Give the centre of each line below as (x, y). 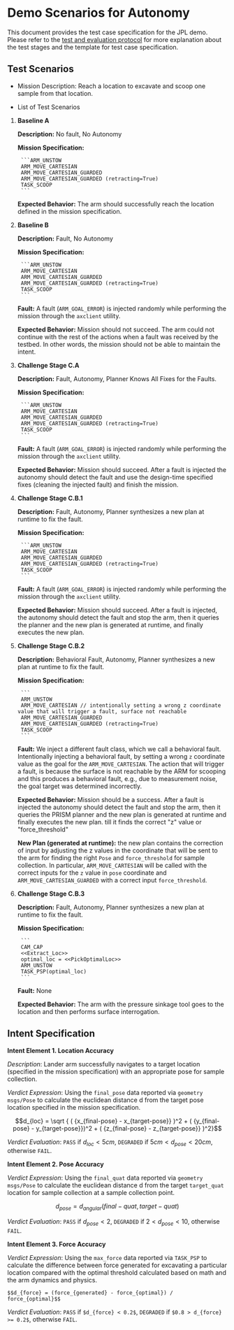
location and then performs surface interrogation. (88, 1011)
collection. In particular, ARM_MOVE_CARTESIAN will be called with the (112, 865)
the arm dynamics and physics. (52, 1280)
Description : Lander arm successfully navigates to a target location (104, 1064)
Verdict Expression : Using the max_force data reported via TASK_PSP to (107, 1257)
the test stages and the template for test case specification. (93, 47)
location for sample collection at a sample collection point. (91, 1193)
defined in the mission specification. (70, 211)
